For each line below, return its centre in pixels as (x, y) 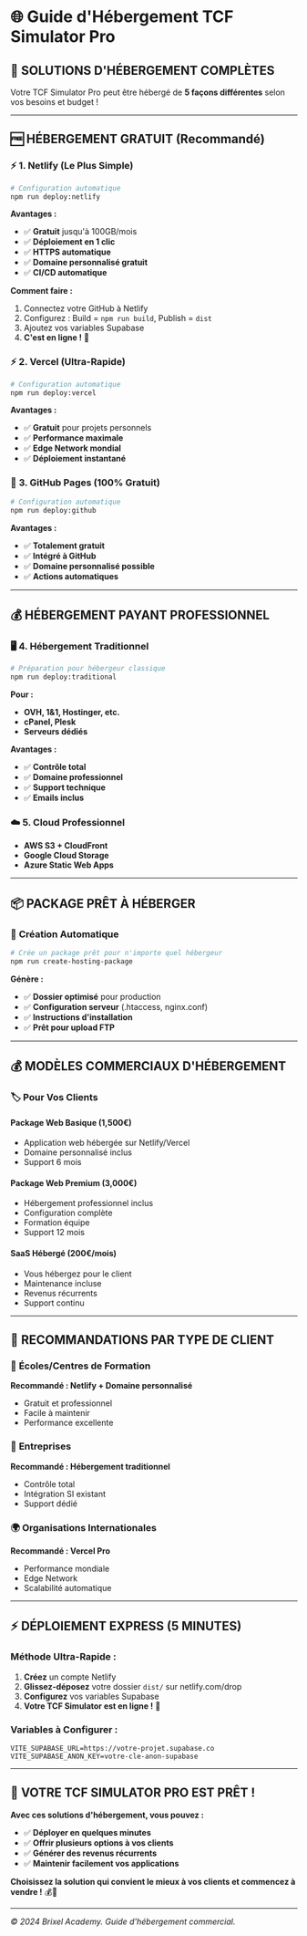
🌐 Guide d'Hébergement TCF (122, 17)
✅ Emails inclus (54, 797)
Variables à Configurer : (64, 1729)
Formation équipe (56, 1223)
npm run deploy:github (53, 510)
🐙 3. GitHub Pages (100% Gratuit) (85, 483)
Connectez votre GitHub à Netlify (86, 308)
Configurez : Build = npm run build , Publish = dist (118, 318)
